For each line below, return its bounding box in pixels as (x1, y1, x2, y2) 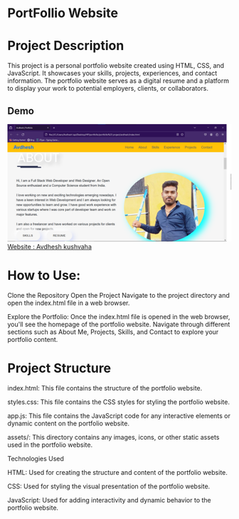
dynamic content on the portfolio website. (7, 419, 130, 428)
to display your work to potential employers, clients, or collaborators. (7, 84, 208, 93)
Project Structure (7, 360, 112, 376)
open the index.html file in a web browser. (7, 298, 130, 307)
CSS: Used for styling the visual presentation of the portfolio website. (7, 482, 211, 490)
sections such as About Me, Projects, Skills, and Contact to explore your (7, 327, 219, 336)
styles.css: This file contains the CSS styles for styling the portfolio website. (7, 398, 230, 406)
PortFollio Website (7, 5, 119, 21)
